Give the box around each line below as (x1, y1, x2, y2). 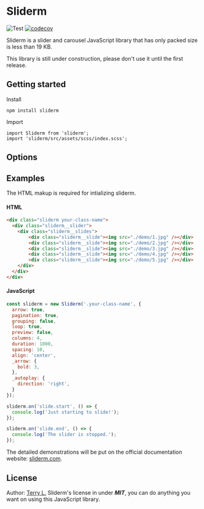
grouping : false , (12, 318, 57, 324)
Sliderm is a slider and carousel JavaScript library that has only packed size (6, 36, 198, 44)
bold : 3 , (17, 363, 40, 370)
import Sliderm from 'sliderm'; (6, 130, 89, 136)
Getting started (6, 79, 66, 90)
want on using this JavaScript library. (6, 495, 100, 503)
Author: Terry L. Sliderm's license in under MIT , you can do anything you (6, 489, 190, 496)
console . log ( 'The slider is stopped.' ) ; (12, 432, 117, 438)
